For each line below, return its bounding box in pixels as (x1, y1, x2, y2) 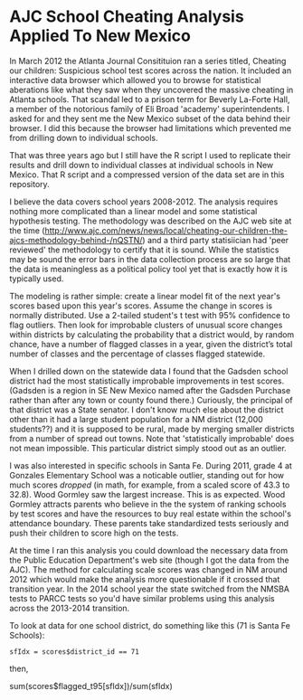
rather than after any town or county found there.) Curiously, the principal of (9, 394, 293, 405)
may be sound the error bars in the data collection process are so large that (9, 253, 291, 264)
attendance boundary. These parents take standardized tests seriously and (9, 517, 289, 528)
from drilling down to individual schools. (9, 132, 158, 143)
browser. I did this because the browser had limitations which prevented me (9, 122, 292, 133)
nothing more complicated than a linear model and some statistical (9, 205, 258, 216)
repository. (9, 178, 50, 189)
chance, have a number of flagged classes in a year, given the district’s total (9, 338, 293, 349)
